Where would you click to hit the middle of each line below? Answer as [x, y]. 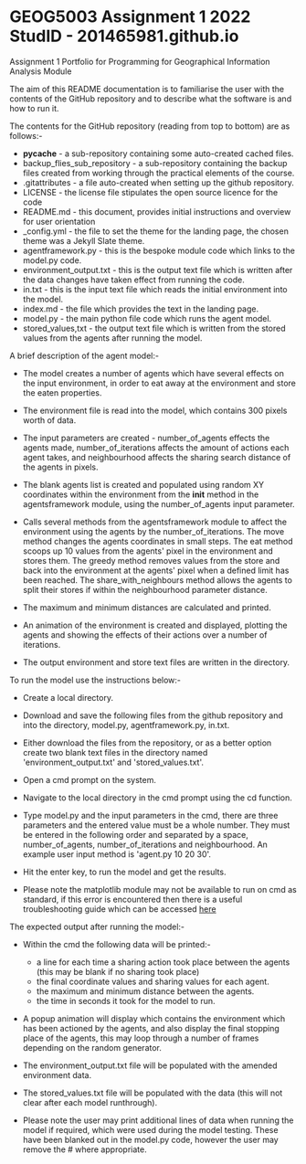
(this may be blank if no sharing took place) [118, 971]
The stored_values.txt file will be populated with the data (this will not [153, 1093]
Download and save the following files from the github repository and [153, 715]
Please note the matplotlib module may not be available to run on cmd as [159, 889]
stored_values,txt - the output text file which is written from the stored [154, 328]
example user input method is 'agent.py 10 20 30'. [117, 854]
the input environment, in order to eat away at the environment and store [159, 383]
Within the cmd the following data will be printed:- [117, 944]
